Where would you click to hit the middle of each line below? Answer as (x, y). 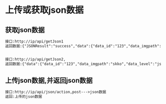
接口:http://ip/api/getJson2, (35, 59)
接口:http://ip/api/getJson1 (34, 41)
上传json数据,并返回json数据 (49, 80)
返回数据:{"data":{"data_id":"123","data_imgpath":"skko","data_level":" (81, 64)
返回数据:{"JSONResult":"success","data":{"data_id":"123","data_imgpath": (83, 46)
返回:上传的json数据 (24, 97)
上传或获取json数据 (44, 10)
